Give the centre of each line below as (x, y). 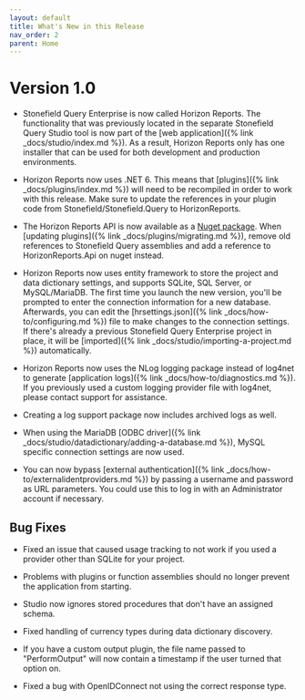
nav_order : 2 (34, 35)
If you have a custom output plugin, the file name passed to (134, 649)
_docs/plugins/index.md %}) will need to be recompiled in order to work (158, 190)
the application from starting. (77, 586)
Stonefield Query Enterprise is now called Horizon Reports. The (142, 114)
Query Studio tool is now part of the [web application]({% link (138, 133)
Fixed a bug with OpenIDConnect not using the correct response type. (154, 686)
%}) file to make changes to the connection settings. (191, 322)
